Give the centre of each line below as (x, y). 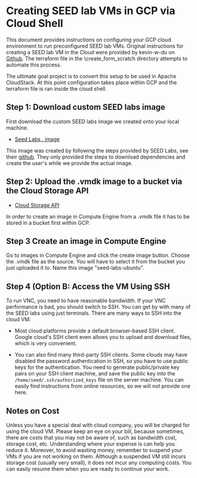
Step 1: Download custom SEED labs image (86, 107)
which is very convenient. (46, 344)
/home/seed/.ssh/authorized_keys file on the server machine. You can (99, 380)
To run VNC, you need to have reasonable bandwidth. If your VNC (86, 301)
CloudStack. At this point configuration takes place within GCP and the (92, 82)
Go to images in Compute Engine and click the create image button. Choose (98, 255)
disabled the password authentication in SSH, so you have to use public (101, 361)
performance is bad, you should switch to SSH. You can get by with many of (98, 307)
